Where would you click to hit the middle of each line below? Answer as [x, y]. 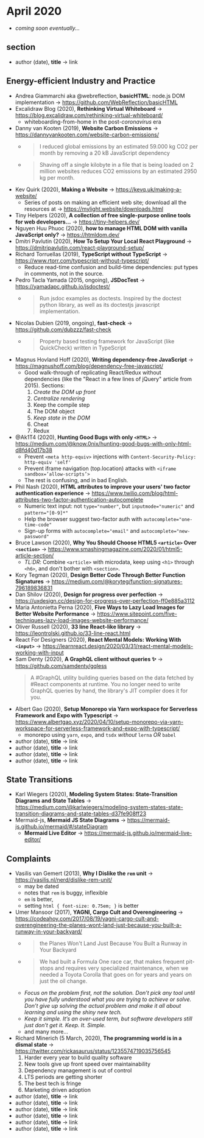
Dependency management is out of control [78, 1070]
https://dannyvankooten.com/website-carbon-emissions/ [87, 135]
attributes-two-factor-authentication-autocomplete [79, 499]
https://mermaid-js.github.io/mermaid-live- [138, 833]
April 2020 [34, 11]
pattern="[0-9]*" [46, 513]
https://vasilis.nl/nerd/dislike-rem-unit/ [64, 880]
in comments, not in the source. [64, 273]
